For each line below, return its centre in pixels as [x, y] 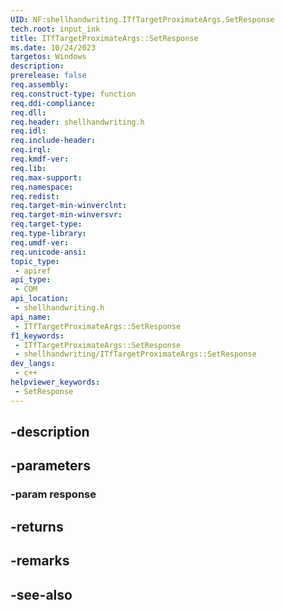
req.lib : [28, 168]
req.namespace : [42, 187]
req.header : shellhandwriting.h [77, 122]
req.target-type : [46, 224]
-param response [53, 494]
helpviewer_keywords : [55, 382]
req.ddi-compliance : [53, 103]
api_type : [31, 280]
